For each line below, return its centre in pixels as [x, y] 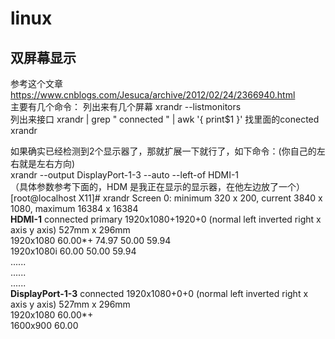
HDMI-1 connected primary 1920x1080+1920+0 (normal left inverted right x [166, 219]
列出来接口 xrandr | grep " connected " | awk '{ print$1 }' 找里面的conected [165, 119]
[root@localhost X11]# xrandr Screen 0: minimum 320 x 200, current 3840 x [166, 198]
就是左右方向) [47, 163]
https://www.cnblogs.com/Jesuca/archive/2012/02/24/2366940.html [153, 95]
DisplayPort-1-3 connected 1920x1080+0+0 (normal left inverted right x [159, 293]
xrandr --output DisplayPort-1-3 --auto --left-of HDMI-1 [125, 175]
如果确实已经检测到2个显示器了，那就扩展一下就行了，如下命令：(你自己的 [163, 151]
